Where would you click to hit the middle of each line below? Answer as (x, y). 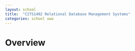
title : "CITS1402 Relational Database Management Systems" (68, 14)
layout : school (21, 9)
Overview (25, 42)
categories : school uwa (29, 18)
